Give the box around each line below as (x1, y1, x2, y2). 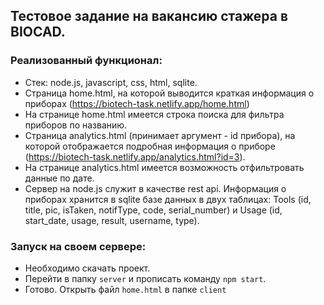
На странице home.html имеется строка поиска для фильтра (24, 108, 285, 120)
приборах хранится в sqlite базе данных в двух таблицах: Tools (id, (24, 193, 312, 205)
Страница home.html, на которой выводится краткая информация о (24, 87, 315, 99)
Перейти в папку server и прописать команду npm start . (24, 272, 267, 284)
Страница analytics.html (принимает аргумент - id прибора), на (24, 129, 296, 141)
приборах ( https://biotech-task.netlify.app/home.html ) (24, 97, 250, 109)
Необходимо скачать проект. (24, 262, 151, 274)
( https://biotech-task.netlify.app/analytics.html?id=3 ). (24, 150, 246, 163)
